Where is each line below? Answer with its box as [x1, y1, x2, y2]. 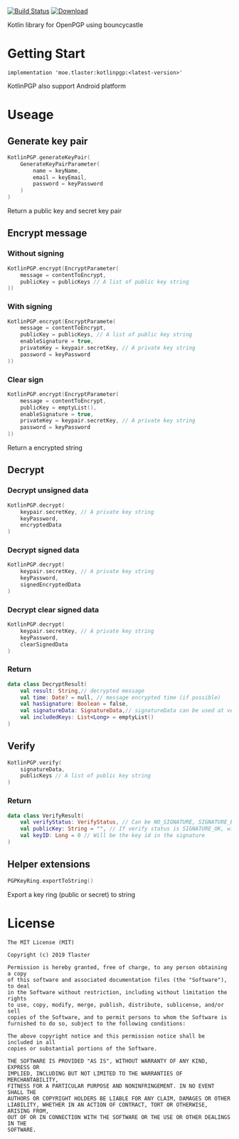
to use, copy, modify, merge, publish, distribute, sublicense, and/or [7, 1001, 224, 1008]
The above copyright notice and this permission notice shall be [7, 1032, 205, 1040]
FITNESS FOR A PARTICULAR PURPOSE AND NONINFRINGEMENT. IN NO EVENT [7, 1082, 215, 1090]
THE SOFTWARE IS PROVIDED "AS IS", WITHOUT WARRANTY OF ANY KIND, [7, 1057, 208, 1065]
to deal [7, 982, 31, 990]
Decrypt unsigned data [7, 485, 89, 495]
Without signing [7, 248, 64, 258]
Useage [7, 107, 54, 123]
